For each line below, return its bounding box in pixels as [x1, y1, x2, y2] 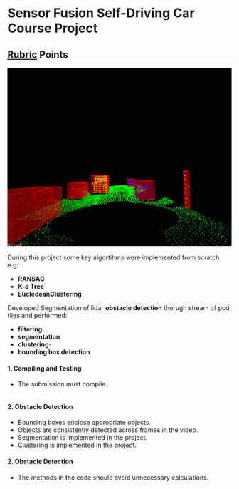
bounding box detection [17, 348, 90, 356]
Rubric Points [7, 48, 69, 61]
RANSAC [17, 274, 45, 283]
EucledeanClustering [17, 290, 82, 298]
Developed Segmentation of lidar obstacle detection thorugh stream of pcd [7, 304, 230, 312]
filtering [17, 325, 43, 333]
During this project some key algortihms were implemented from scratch [7, 253, 220, 262]
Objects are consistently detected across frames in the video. [17, 426, 198, 434]
